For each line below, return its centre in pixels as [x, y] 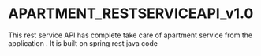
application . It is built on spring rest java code [83, 43]
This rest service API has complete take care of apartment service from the [130, 35]
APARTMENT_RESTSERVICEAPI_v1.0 [131, 14]
